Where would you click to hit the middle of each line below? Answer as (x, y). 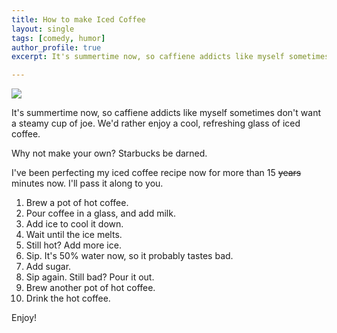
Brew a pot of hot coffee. (77, 203)
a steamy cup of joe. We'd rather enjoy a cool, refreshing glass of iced (156, 123)
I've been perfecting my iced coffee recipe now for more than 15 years (156, 173)
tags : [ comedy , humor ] (58, 38)
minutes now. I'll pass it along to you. (87, 183)
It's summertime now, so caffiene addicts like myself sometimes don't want (166, 113)
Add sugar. (48, 267)
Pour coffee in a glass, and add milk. (100, 213)
